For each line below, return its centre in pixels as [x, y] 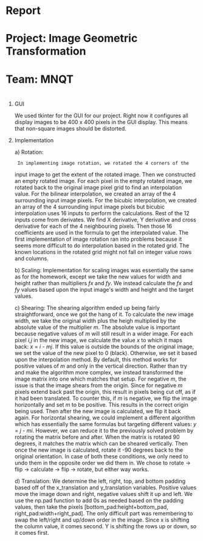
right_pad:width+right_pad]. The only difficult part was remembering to [104, 513]
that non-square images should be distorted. [71, 128]
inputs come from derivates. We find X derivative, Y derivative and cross [105, 219]
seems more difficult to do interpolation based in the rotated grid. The [102, 245]
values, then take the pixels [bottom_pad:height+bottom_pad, [91, 507]
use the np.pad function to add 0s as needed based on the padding [99, 500]
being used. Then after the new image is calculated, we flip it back [98, 411]
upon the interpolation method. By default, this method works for [96, 359]
